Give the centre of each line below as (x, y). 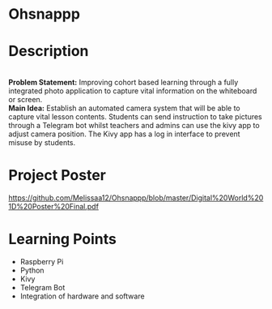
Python (32, 270)
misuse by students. (42, 143)
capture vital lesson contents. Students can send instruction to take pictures (136, 117)
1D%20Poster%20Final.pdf (54, 207)
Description (49, 51)
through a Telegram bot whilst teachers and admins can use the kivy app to (134, 126)
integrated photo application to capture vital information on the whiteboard (133, 91)
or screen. (25, 100)
